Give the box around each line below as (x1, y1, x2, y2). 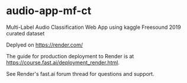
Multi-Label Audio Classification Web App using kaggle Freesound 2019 (6, 24, 182, 31)
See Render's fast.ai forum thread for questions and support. (6, 70, 155, 77)
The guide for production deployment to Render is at (6, 52, 134, 59)
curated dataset (6, 29, 45, 36)
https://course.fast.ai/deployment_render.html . (6, 59, 120, 66)
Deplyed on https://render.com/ (6, 41, 83, 48)
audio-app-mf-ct (6, 4, 92, 18)
